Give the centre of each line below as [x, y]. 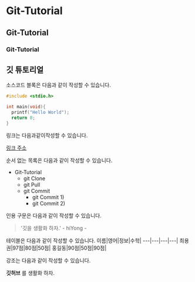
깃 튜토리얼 [25, 70]
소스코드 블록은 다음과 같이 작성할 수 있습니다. [59, 85]
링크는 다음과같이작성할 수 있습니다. [47, 135]
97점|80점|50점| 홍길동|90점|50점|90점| [60, 248]
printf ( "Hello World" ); [40, 112]
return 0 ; [23, 118]
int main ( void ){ [26, 107]
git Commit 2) [49, 203]
